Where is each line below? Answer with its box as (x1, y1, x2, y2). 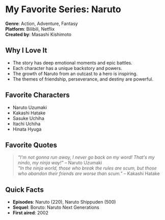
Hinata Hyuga (12, 126, 42, 132)
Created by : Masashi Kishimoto (5, 31, 72, 37)
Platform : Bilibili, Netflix (5, 26, 55, 32)
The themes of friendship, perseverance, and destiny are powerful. (12, 76, 154, 82)
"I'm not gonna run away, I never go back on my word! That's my (17, 154, 155, 160)
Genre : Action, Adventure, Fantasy (5, 20, 78, 27)
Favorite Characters (5, 91, 70, 100)
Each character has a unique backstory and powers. (12, 65, 122, 71)
